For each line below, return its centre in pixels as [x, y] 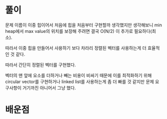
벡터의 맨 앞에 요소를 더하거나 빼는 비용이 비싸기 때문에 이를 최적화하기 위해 [78, 75]
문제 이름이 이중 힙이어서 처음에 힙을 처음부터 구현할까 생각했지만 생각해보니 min [84, 25]
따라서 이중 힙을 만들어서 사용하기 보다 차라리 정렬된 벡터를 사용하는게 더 [76, 48]
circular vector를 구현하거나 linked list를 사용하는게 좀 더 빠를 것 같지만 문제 [79, 81]
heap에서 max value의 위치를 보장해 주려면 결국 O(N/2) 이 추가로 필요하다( [79, 31]
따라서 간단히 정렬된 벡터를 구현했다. [40, 65]
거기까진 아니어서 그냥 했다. [49, 88]
